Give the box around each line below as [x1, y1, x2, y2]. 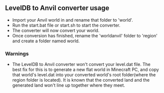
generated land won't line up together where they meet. [12, 82, 125, 88]
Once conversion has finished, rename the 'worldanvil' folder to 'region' [12, 32, 158, 38]
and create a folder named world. [12, 38, 80, 44]
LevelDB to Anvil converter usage [5, 4, 109, 12]
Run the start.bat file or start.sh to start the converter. [12, 22, 120, 28]
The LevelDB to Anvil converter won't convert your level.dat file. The [12, 62, 151, 67]
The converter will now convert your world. [12, 27, 100, 33]
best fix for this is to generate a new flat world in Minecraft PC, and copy [12, 66, 159, 73]
